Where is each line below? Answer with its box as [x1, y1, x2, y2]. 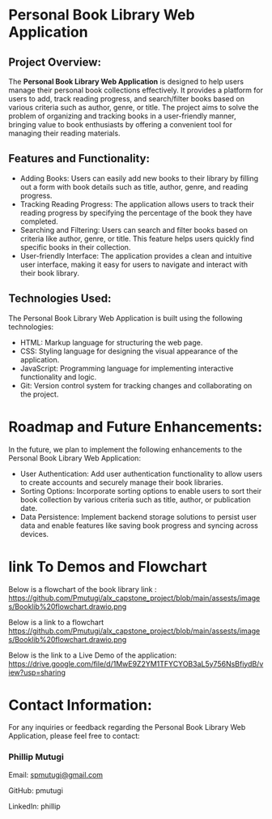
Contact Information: [8, 696, 152, 714]
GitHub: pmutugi [8, 785, 63, 795]
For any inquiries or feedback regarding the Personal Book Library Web [8, 723, 246, 732]
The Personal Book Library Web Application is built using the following [8, 313, 243, 323]
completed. [19, 217, 58, 226]
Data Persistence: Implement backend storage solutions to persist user [19, 512, 257, 521]
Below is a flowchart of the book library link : [8, 584, 157, 594]
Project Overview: [8, 55, 101, 69]
